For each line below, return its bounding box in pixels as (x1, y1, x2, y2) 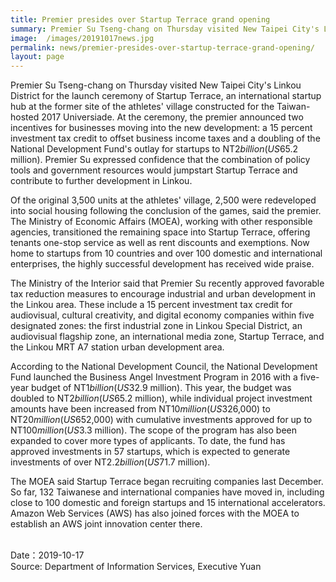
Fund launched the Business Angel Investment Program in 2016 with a (10, 371, 298, 383)
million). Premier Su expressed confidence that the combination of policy (10, 154, 311, 166)
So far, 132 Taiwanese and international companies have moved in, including (10, 486, 325, 498)
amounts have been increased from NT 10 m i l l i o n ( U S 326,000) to (10, 403, 271, 415)
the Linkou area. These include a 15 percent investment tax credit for (10, 299, 293, 311)
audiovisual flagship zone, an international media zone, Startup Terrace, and (10, 331, 325, 343)
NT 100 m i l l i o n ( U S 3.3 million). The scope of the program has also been (10, 424, 298, 436)
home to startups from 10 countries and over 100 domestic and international (10, 247, 323, 260)
